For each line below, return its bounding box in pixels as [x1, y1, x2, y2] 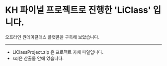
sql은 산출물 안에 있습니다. [12, 55, 64, 61]
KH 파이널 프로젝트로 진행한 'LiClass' [5, 4, 152, 16]
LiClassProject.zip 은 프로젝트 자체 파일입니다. [12, 49, 103, 55]
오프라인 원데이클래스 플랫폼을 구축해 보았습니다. [5, 34, 100, 40]
